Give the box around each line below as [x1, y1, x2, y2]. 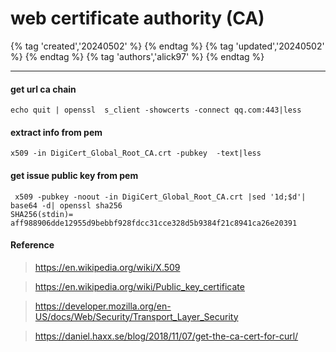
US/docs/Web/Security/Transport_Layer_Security [34, 310, 239, 322]
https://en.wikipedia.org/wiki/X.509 [34, 261, 181, 273]
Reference [10, 239, 55, 251]
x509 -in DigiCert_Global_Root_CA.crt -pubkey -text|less [10, 148, 262, 159]
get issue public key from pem [10, 169, 139, 181]
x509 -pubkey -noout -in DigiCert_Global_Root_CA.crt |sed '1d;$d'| [14, 192, 307, 202]
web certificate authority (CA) [10, 7, 265, 30]
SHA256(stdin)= [10, 209, 74, 219]
